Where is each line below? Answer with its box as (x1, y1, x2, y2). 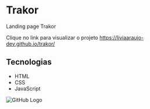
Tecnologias (6, 57, 52, 67)
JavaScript (14, 85, 41, 92)
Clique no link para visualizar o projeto (6, 34, 98, 41)
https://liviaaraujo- (99, 34, 144, 41)
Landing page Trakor (6, 23, 57, 30)
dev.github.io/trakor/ (6, 40, 55, 47)
